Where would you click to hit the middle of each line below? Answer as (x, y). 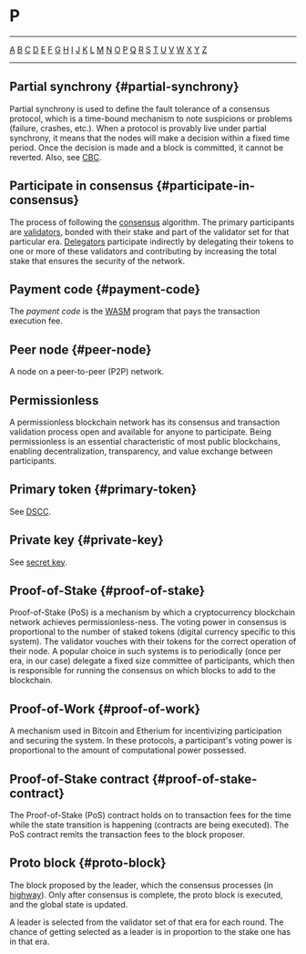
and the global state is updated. (69, 904)
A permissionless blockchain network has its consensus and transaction (145, 422)
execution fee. (36, 321)
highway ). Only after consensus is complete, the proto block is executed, (147, 895)
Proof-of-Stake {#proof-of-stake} (107, 591)
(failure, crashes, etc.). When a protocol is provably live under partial (138, 128)
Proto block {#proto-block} (88, 863)
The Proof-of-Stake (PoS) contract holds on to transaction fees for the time (150, 816)
